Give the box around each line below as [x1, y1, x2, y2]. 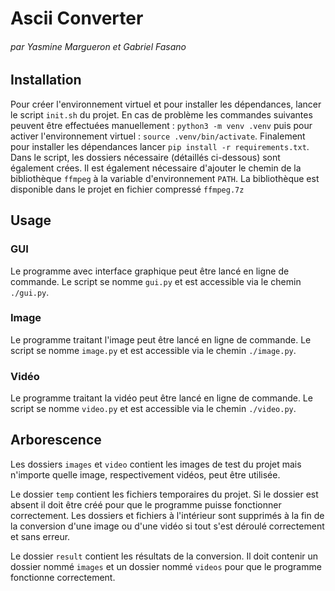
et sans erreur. [10, 530, 71, 542]
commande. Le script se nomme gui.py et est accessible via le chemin [10, 275, 302, 287]
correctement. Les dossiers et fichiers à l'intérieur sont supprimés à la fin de [10, 509, 325, 521]
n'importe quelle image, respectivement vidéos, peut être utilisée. [10, 468, 281, 481]
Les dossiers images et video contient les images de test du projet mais [10, 458, 302, 470]
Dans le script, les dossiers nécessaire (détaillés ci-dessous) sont [10, 151, 281, 163]
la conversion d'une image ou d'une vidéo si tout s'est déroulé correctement [10, 520, 325, 532]
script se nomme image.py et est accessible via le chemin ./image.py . [10, 344, 297, 356]
